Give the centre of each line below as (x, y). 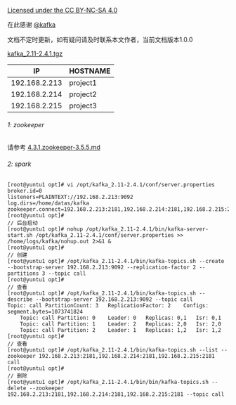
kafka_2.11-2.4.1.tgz (35, 53)
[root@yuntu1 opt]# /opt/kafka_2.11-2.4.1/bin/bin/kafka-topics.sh (108, 382)
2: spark (19, 164)
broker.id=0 (25, 191)
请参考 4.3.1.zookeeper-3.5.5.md (54, 148)
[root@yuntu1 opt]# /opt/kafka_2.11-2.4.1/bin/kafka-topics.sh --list (113, 350)
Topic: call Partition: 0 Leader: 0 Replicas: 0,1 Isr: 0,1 (120, 318)
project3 (83, 106)
